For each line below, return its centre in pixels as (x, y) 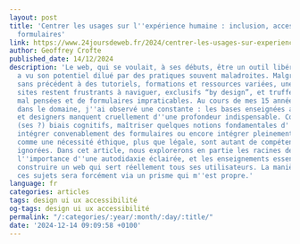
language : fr (33, 184)
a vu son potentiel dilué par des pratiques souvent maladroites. (143, 76)
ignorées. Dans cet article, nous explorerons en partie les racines (149, 150)
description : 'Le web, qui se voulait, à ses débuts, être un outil (139, 68)
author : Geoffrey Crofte (55, 51)
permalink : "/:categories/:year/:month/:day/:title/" (112, 217)
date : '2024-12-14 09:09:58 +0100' (75, 225)
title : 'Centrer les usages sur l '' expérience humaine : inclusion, (139, 26)
